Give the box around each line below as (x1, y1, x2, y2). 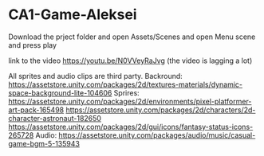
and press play (8, 40, 57, 49)
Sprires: (113, 88, 140, 97)
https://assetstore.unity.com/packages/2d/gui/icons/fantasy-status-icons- (8, 122, 254, 131)
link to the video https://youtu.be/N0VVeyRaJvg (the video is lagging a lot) (8, 56, 253, 65)
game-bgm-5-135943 (8, 138, 80, 148)
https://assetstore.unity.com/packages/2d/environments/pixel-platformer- (8, 96, 252, 106)
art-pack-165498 (8, 105, 65, 115)
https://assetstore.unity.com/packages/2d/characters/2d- (65, 105, 256, 115)
